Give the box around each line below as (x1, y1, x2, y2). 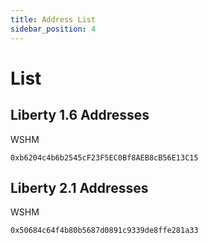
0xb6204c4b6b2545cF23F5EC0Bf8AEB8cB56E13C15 (10, 152, 199, 163)
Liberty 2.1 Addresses (10, 179, 149, 196)
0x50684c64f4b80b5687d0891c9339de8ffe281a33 (10, 226, 199, 236)
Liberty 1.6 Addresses (10, 107, 150, 124)
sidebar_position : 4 (10, 24, 97, 34)
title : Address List (10, 14, 97, 25)
